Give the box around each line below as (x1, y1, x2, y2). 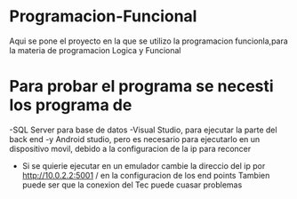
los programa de (9, 95, 132, 115)
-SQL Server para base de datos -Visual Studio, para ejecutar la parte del (9, 124, 277, 135)
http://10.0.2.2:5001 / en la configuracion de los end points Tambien (21, 170, 270, 180)
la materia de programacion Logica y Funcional (9, 44, 181, 55)
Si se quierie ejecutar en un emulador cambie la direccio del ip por (21, 160, 266, 171)
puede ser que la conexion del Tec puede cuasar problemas (21, 179, 243, 190)
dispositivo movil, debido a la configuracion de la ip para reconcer (9, 143, 252, 154)
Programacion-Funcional (9, 6, 197, 27)
